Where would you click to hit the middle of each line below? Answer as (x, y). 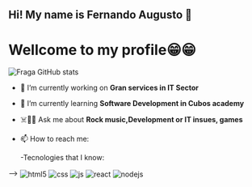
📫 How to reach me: (55, 139)
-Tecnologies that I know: (62, 158)
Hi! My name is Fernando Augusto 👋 (100, 15)
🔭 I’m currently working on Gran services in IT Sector (109, 88)
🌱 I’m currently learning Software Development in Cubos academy (132, 104)
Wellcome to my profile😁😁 (102, 50)
